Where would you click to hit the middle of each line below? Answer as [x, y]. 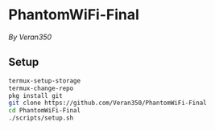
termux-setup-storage [45, 81]
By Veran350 [30, 37]
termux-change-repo [41, 88]
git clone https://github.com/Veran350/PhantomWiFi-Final [107, 103]
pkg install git [35, 95]
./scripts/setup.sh [41, 118]
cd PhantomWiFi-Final [45, 111]
